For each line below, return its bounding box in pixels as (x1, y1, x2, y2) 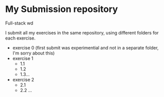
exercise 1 (12, 55, 34, 61)
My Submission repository (5, 3, 118, 15)
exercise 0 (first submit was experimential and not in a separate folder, (12, 44, 159, 50)
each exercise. (5, 35, 36, 41)
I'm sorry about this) (12, 50, 55, 56)
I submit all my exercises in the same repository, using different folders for (5, 29, 159, 35)
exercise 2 (12, 76, 34, 82)
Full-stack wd (5, 20, 34, 26)
